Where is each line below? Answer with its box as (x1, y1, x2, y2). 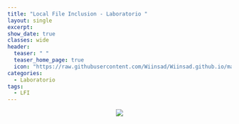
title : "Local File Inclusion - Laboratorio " (7, 10, 148, 18)
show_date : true (7, 30, 55, 38)
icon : (14, 63, 31, 70)
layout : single (7, 17, 53, 24)
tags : (7, 83, 23, 90)
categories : (7, 69, 43, 77)
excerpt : (7, 23, 33, 30)
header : (7, 43, 31, 50)
